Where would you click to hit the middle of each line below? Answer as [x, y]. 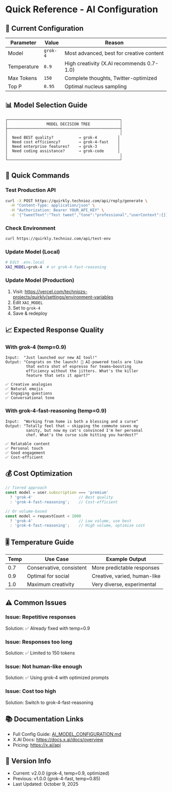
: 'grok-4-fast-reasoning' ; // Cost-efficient [64, 502]
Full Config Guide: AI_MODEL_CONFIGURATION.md [67, 734]
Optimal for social [48, 576]
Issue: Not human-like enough [44, 667]
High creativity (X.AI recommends [105, 63]
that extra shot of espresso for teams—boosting [79, 367]
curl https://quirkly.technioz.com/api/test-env [58, 239]
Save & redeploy [30, 313]
